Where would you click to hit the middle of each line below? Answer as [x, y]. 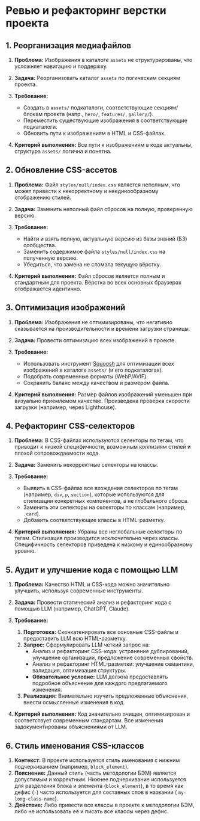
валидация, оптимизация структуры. [79, 671]
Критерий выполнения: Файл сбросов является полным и [90, 276]
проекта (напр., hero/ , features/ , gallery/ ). [99, 114]
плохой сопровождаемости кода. [57, 453]
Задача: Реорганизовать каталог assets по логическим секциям [97, 78]
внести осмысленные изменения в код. [74, 703]
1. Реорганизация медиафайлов [69, 45]
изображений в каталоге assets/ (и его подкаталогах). [93, 370]
